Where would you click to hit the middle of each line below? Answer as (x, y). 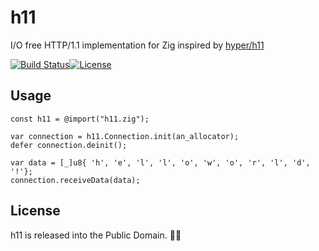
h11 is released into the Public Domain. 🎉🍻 (96, 235)
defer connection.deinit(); (69, 145)
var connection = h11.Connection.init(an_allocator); (125, 136)
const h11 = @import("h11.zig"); (80, 119)
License (35, 211)
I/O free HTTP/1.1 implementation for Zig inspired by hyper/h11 (137, 45)
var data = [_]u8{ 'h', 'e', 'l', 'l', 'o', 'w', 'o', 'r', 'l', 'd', (160, 162)
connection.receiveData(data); (75, 180)
